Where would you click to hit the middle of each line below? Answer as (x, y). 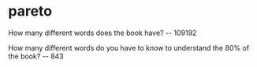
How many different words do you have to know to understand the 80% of (129, 48)
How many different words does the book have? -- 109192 (102, 33)
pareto (30, 11)
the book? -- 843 (36, 56)
